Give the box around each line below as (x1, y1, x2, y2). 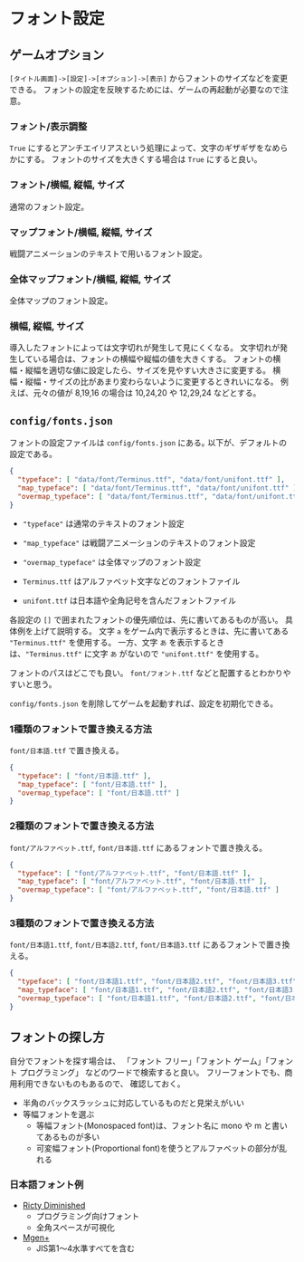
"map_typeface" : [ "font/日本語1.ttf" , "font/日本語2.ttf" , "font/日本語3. (17, 986, 298, 995)
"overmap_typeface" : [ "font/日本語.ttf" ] (17, 789, 180, 798)
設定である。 (9, 449, 57, 460)
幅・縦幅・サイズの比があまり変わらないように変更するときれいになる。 (9, 377, 279, 387)
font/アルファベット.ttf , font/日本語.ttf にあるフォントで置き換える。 (9, 842, 268, 853)
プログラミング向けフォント (35, 1210, 140, 1221)
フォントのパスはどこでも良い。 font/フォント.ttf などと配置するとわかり (9, 667, 283, 678)
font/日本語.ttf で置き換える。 (9, 744, 124, 756)
